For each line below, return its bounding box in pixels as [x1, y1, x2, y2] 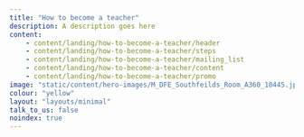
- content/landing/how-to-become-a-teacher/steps [25, 47, 217, 56]
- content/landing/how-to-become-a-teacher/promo [25, 72, 217, 81]
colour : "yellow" [9, 88, 75, 97]
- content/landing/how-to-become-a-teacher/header [25, 38, 221, 48]
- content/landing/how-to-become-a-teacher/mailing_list [25, 55, 245, 64]
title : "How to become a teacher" [9, 13, 140, 23]
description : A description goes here [9, 22, 156, 31]
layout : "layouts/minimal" [9, 96, 111, 106]
